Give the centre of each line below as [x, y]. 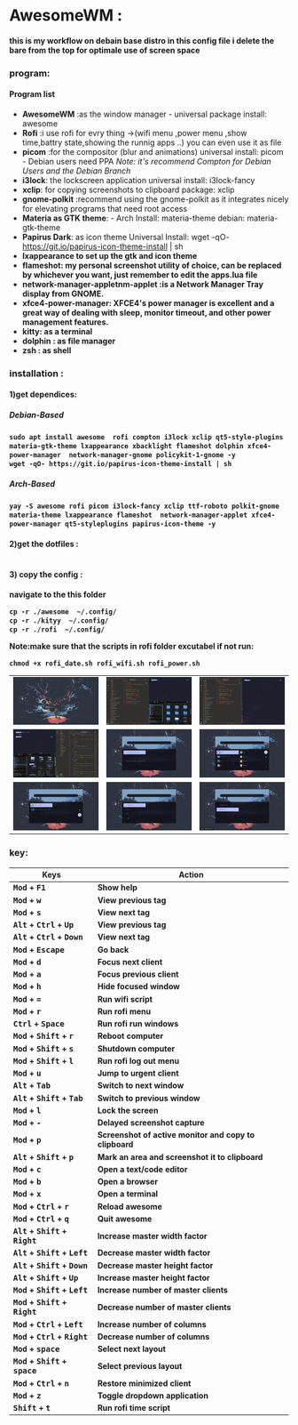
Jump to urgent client [138, 1074]
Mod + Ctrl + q [41, 1219]
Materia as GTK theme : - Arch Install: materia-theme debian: [133, 218]
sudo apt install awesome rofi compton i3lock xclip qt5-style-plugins [146, 438]
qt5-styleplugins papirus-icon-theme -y [141, 524]
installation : [36, 373]
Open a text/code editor [142, 1169]
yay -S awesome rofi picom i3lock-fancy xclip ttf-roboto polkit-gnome [144, 507]
